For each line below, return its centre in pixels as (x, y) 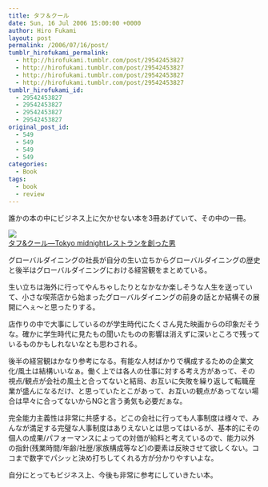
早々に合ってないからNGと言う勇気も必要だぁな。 (104, 401)
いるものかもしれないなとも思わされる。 (75, 344)
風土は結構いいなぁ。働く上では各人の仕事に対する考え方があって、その (137, 371)
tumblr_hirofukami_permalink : (59, 53)
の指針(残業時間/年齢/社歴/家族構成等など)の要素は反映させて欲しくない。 (130, 448)
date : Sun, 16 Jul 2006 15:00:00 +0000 (75, 23)
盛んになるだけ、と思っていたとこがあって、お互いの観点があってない (137, 391)
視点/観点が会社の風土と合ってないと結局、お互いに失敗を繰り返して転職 (128, 381)
